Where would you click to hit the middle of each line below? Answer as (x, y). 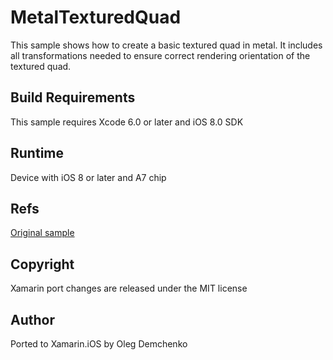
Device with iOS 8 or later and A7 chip (88, 177)
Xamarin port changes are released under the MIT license (129, 288)
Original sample (42, 233)
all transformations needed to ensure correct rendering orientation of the (160, 55)
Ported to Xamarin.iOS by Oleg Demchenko (99, 344)
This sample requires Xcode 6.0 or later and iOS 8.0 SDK (127, 122)
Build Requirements (73, 97)
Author (32, 319)
